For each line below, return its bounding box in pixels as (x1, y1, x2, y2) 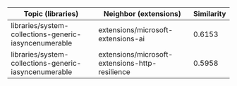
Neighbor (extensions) (103, 9, 181, 18)
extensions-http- (98, 59, 157, 68)
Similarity (193, 9, 226, 18)
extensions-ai (98, 34, 145, 43)
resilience (98, 67, 130, 76)
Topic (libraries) (23, 9, 79, 18)
